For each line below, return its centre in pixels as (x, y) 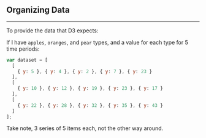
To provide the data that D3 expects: (52, 31)
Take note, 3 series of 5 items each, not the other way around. (85, 128)
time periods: (23, 49)
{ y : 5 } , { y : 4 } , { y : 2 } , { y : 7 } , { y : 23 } (85, 71)
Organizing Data (38, 10)
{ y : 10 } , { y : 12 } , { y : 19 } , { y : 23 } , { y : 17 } (90, 89)
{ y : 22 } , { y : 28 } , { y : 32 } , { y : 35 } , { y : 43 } (90, 105)
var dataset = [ (27, 60)
